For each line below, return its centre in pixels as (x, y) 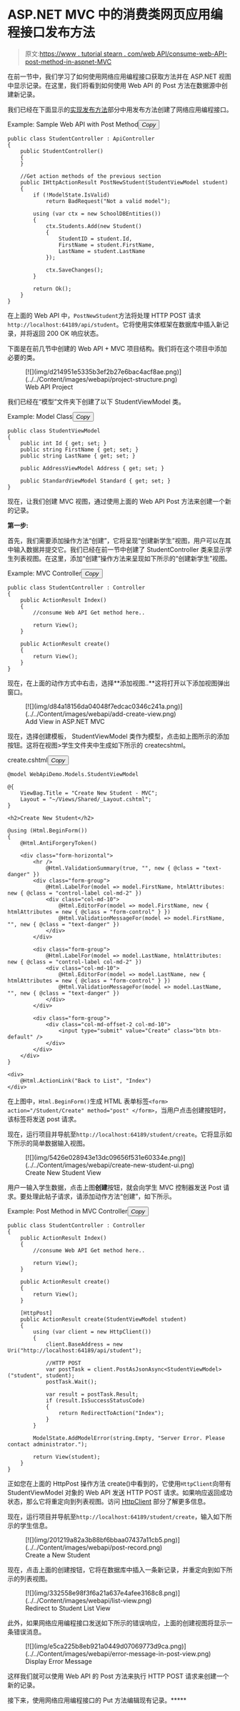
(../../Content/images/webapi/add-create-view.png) (101, 714)
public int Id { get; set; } (64, 443)
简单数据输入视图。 (60, 1143)
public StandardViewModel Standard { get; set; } (96, 481)
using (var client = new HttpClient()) (92, 1331)
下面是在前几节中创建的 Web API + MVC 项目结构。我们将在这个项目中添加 (117, 348)
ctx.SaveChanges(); (74, 270)
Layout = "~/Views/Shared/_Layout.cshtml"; (86, 799)
